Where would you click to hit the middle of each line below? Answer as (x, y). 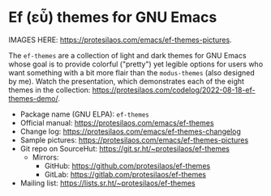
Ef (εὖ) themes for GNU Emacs (113, 17)
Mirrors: (45, 157)
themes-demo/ (33, 98)
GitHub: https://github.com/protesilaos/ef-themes (127, 165)
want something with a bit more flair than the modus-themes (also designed (132, 72)
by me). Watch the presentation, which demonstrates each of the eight (127, 81)
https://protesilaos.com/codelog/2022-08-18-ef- (174, 90)
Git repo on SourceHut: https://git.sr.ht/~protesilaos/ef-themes (125, 148)
